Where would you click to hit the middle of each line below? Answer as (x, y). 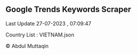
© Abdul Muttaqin (27, 46)
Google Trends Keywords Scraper (68, 10)
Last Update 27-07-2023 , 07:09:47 (49, 23)
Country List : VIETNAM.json (40, 35)
